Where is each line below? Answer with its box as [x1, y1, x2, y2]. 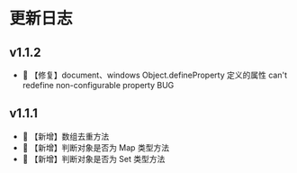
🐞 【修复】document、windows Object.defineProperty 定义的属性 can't [22, 69, 288, 80]
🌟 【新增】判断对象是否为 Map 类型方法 [22, 141, 169, 153]
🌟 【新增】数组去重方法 [22, 131, 110, 141]
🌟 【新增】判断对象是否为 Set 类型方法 [22, 153, 166, 164]
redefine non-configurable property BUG [22, 80, 175, 90]
